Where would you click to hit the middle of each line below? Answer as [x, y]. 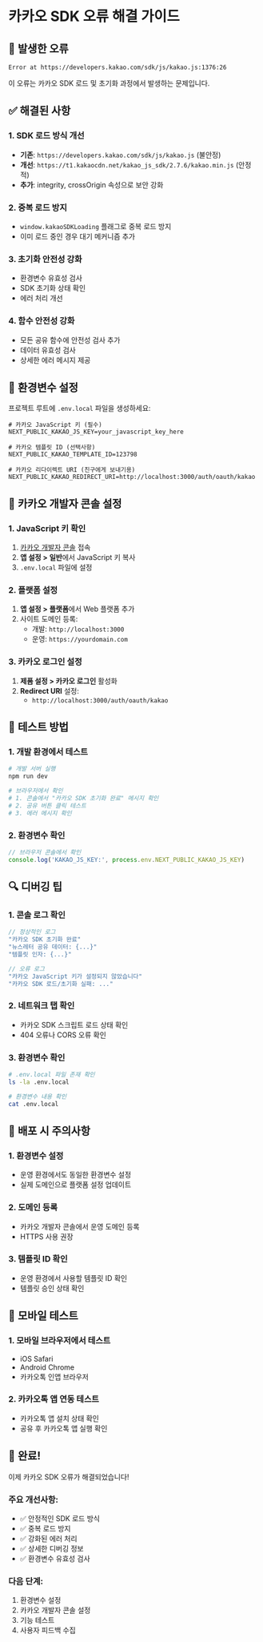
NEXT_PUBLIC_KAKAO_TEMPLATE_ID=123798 [73, 455]
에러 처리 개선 [41, 298]
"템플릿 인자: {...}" [40, 954]
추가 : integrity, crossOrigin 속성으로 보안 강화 [92, 184]
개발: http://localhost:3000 [78, 629]
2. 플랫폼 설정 [33, 590]
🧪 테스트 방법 [39, 727]
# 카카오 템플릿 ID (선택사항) [52, 448]
